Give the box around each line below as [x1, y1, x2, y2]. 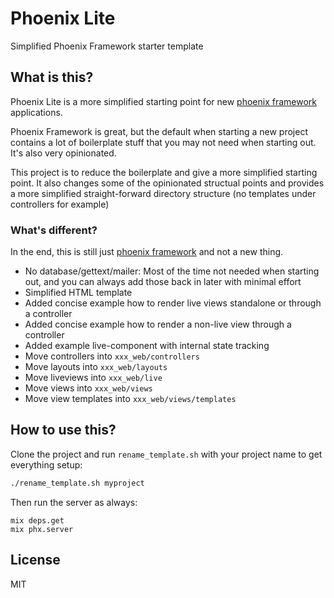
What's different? [10, 223, 98, 237]
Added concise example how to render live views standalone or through [24, 297, 322, 309]
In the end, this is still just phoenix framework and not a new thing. [10, 246, 284, 258]
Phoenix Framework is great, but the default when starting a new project [10, 125, 308, 137]
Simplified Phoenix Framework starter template [10, 40, 204, 52]
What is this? [10, 69, 94, 86]
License [10, 552, 61, 569]
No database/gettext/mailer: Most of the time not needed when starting [24, 265, 320, 277]
